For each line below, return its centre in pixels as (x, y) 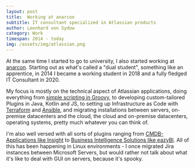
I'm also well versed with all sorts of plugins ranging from (75, 133)
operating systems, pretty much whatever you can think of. (77, 122)
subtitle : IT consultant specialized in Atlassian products (81, 22)
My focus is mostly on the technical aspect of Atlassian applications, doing (96, 91)
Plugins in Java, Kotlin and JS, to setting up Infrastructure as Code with (92, 103)
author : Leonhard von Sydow (41, 28)
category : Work (25, 33)
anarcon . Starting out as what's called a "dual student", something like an (95, 67)
